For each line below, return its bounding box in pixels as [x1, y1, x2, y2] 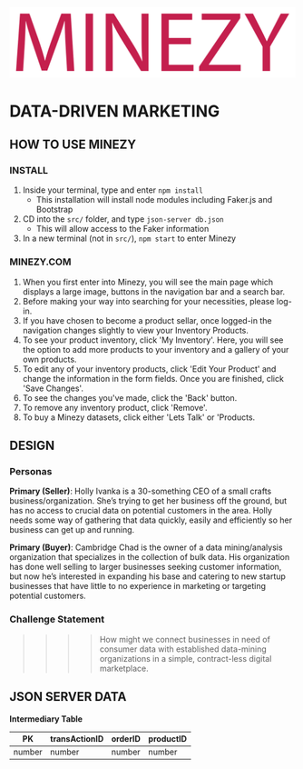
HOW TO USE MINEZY [9, 137, 136, 153]
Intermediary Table [9, 713, 83, 724]
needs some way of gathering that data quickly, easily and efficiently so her [9, 514, 293, 525]
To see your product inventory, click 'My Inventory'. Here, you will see [22, 335, 284, 345]
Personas [9, 465, 53, 478]
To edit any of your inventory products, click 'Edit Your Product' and [22, 363, 277, 375]
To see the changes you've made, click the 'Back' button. [22, 392, 238, 403]
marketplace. [99, 663, 149, 674]
